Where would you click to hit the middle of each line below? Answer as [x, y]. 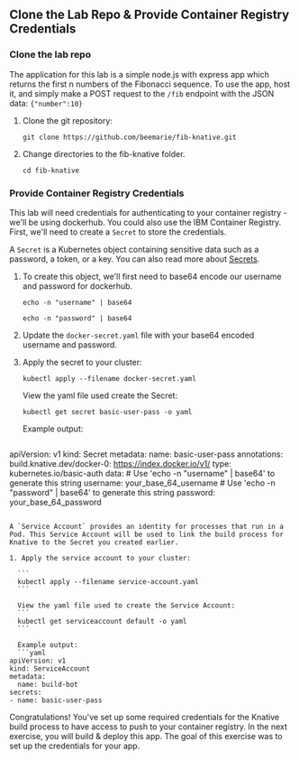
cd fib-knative [51, 171]
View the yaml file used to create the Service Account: [127, 605]
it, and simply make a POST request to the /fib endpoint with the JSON [142, 93]
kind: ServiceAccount [50, 668]
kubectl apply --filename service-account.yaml [109, 581]
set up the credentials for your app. [75, 746]
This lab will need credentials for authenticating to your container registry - [149, 212]
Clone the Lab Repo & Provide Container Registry [149, 15]
